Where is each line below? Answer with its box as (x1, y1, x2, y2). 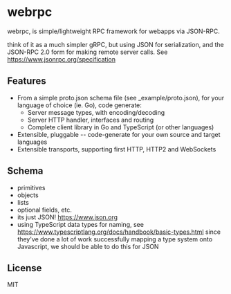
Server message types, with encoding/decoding (27, 108, 165, 116)
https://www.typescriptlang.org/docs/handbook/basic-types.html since (17, 228, 221, 236)
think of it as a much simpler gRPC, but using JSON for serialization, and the (7, 40, 225, 48)
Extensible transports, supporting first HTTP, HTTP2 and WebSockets (17, 145, 216, 153)
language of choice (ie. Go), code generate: (17, 101, 142, 109)
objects (17, 191, 39, 199)
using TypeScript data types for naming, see (17, 220, 144, 228)
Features (7, 75, 46, 87)
